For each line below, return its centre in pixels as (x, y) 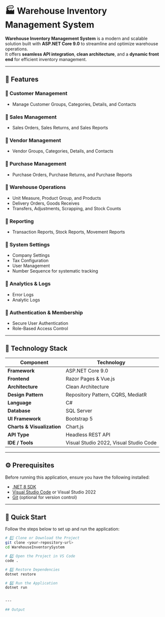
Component (34, 362)
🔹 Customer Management (36, 93)
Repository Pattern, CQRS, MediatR (106, 395)
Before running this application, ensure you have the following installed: (77, 477)
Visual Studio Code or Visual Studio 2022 (54, 492)
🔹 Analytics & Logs (28, 284)
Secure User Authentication (40, 323)
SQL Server (79, 410)
